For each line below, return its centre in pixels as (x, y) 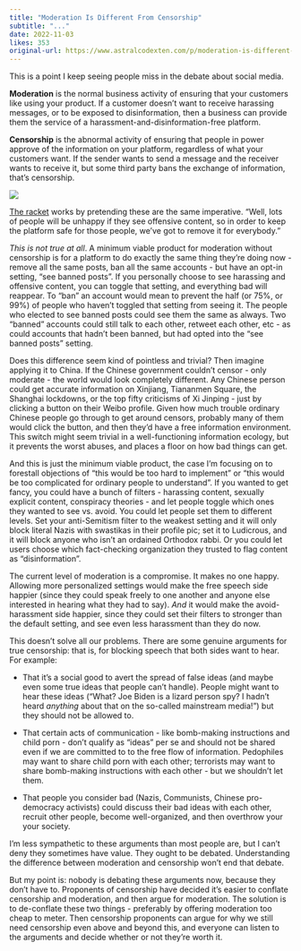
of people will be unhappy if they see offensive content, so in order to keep (148, 221)
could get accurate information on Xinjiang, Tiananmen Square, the (133, 390)
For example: (34, 660)
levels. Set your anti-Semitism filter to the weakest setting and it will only (143, 521)
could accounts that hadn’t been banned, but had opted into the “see (137, 334)
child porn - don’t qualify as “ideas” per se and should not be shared (149, 742)
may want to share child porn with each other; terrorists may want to (149, 761)
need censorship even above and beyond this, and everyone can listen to (144, 928)
